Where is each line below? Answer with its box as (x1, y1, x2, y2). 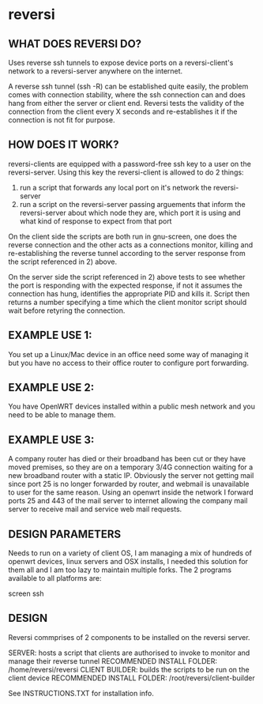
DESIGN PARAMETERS (8, 527, 121, 540)
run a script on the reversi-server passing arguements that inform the (19, 199, 246, 209)
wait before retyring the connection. (8, 306, 126, 315)
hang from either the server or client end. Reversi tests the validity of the (8, 99, 245, 107)
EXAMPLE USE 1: (8, 329, 92, 342)
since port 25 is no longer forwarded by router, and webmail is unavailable (8, 480, 250, 489)
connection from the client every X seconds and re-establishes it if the (8, 107, 239, 116)
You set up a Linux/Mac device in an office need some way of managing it (8, 349, 249, 359)
